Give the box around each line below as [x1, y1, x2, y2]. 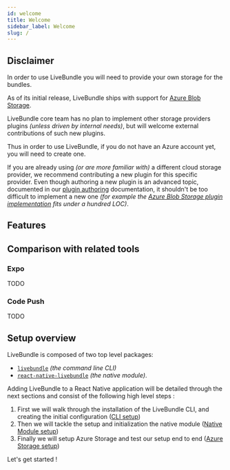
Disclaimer [7, 54, 54, 66]
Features [7, 220, 46, 232]
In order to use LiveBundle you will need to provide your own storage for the [7, 73, 223, 81]
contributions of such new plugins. [7, 129, 105, 138]
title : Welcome [7, 17, 51, 23]
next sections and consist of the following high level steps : [7, 392, 176, 400]
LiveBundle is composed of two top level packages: [7, 351, 154, 359]
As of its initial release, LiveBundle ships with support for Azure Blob [7, 94, 201, 102]
